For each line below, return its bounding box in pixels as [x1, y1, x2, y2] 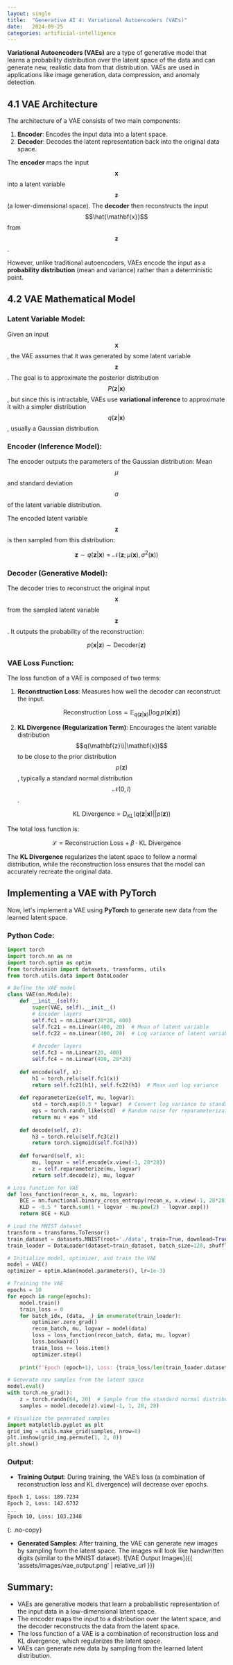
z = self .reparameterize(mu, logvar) [32, 1165, 141, 1172]
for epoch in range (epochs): [7, 1293, 92, 1300]
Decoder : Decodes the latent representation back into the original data [17, 137, 220, 146]
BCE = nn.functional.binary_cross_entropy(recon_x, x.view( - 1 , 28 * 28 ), [19, 1197, 231, 1205]
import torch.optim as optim [7, 959, 92, 966]
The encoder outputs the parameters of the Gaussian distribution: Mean [7, 458, 213, 466]
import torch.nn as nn [7, 953, 73, 960]
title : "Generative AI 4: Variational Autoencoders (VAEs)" [7, 17, 188, 24]
